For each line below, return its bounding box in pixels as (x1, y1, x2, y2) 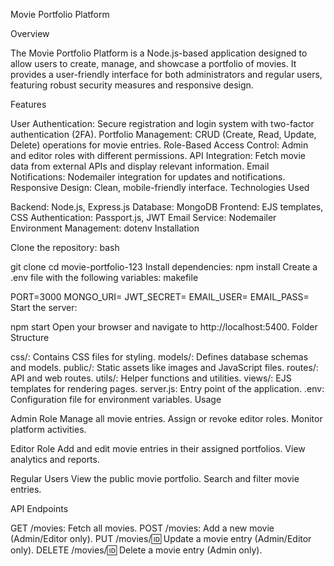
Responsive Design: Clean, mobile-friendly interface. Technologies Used (10, 182, 310, 193)
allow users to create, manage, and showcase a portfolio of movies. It (10, 58, 297, 69)
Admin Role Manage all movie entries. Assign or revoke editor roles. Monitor (10, 413, 323, 424)
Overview (10, 28, 50, 39)
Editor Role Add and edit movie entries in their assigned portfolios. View (10, 443, 306, 454)
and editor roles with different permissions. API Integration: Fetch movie (10, 150, 306, 161)
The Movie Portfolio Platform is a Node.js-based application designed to (10, 47, 308, 59)
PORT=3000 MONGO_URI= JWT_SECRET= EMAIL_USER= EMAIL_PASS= (10, 291, 310, 303)
